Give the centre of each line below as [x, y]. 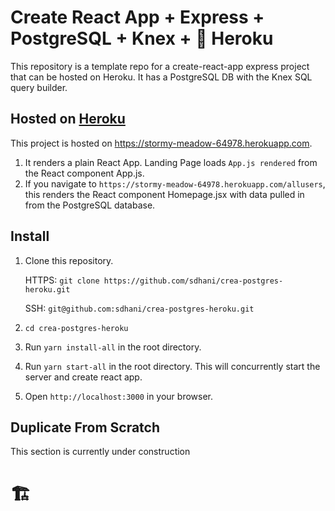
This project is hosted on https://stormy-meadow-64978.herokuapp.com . [161, 143]
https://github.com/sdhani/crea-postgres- [193, 281]
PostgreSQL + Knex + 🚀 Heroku [142, 38]
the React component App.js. [84, 173]
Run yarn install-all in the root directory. [113, 347]
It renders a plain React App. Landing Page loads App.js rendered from [171, 162]
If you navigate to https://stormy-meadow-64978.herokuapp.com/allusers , [175, 183]
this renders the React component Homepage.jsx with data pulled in [164, 194]
